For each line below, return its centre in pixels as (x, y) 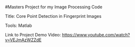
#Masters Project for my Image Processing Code (54, 7)
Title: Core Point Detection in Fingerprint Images (53, 16)
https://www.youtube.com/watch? (96, 35)
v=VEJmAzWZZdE (23, 40)
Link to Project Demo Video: (33, 35)
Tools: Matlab (19, 25)
